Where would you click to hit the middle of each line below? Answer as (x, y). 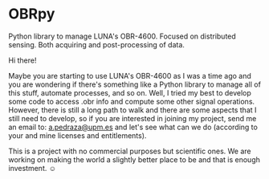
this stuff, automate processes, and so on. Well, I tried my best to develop (130, 92)
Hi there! (22, 60)
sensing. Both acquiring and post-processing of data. (96, 44)
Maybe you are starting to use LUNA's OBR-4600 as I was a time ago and (130, 75)
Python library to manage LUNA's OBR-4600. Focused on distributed (122, 36)
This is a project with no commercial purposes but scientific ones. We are (130, 151)
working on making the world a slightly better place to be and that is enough (134, 159)
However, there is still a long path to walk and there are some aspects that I (132, 110)
